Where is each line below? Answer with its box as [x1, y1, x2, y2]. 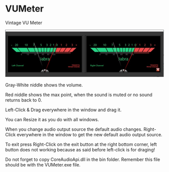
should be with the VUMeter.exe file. [5, 161, 80, 167]
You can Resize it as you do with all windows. [5, 116, 99, 122]
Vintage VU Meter [5, 20, 43, 26]
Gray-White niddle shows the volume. [5, 81, 83, 88]
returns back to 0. [5, 97, 42, 103]
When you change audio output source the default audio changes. [5, 126, 142, 132]
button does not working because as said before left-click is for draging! [5, 146, 155, 152]
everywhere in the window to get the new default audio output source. [17, 131, 162, 137]
